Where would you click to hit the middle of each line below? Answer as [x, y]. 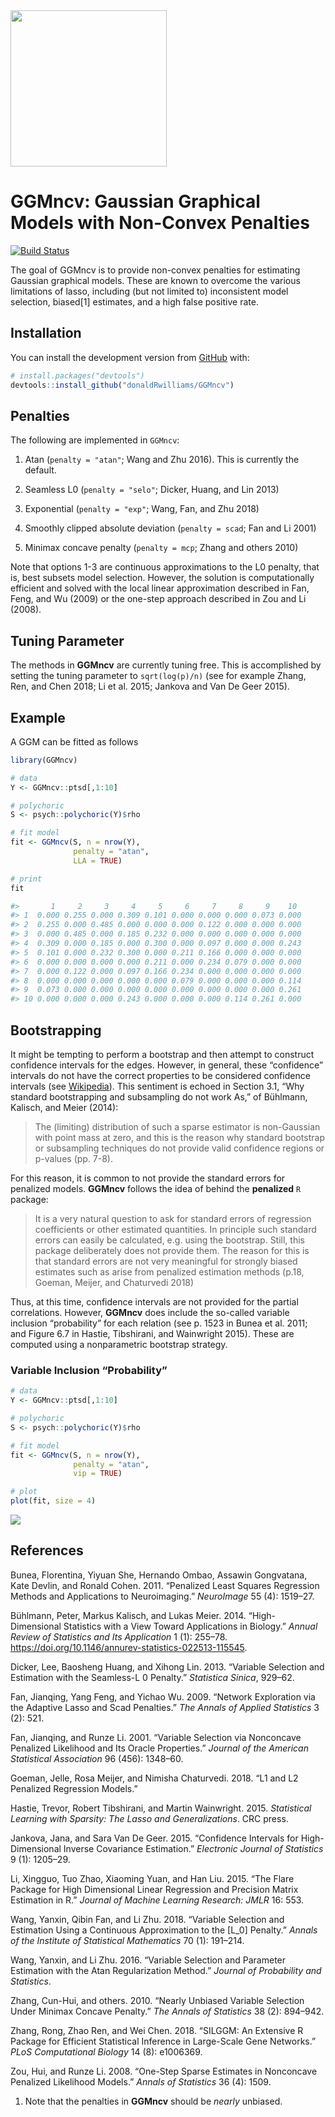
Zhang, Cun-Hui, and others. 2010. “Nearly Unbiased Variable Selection [157, 2000]
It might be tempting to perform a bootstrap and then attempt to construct [162, 1054]
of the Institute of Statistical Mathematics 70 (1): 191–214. [127, 1940]
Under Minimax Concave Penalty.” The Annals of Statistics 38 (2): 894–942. [167, 2011]
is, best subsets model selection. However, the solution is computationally [162, 578]
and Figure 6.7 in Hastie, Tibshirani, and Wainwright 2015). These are [152, 1333]
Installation [46, 333]
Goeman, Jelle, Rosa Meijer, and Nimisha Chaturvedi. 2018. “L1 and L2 [154, 1778]
